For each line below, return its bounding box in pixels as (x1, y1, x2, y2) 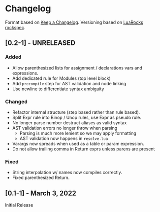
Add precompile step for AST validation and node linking (12, 80, 127, 86)
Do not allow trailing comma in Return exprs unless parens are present (12, 146, 155, 152)
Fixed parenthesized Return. (12, 175, 70, 180)
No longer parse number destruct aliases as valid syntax (12, 119, 127, 126)
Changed (5, 98, 28, 105)
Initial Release (5, 202, 33, 208)
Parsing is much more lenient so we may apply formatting (19, 130, 136, 136)
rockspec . (5, 24, 26, 30)
